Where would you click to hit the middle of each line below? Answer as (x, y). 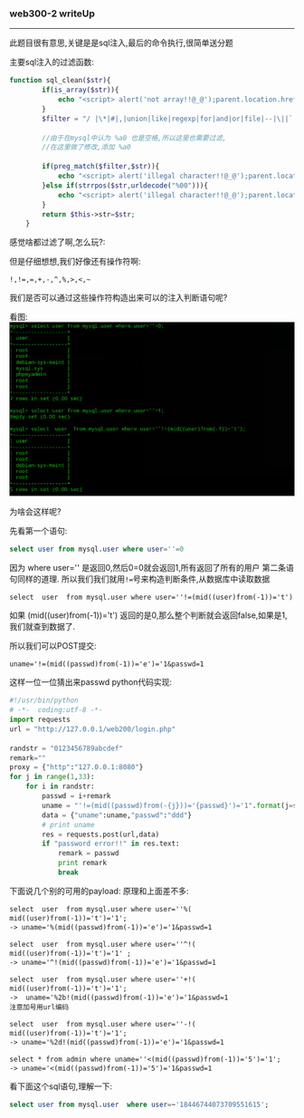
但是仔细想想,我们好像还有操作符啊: (76, 262)
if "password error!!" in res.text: (111, 844)
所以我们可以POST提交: (53, 646)
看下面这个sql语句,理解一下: (61, 1086)
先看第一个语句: (38, 531)
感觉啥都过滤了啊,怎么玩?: (57, 242)
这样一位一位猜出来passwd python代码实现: (90, 682)
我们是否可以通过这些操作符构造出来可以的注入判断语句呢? (119, 298)
